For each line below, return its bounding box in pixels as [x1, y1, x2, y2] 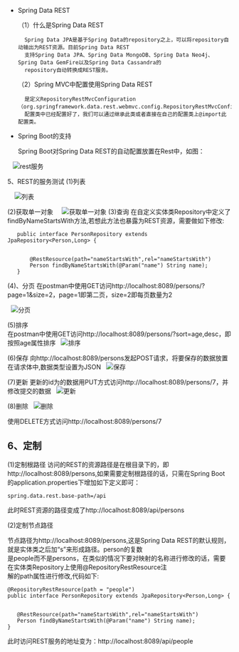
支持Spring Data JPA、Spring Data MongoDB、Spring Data [24, 51, 189, 58]
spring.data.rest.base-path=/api [7, 492, 107, 499]
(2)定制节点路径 [7, 521, 53, 529]
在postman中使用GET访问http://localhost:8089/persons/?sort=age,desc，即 [7, 330, 231, 338]
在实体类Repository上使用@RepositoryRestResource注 [7, 563, 167, 571]
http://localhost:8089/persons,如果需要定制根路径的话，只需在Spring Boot [7, 469, 225, 477]
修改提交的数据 [7, 387, 51, 395]
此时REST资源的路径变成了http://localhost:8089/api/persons [7, 506, 185, 514]
